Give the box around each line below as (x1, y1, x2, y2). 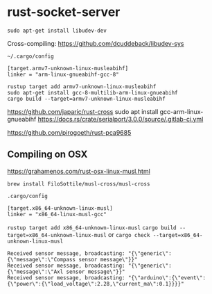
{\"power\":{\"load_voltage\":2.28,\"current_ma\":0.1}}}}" (7, 280, 185, 287)
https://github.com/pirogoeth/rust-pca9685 (7, 128, 132, 136)
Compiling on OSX (7, 149, 88, 161)
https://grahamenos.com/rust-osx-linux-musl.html (7, 167, 150, 175)
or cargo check (108, 230, 150, 238)
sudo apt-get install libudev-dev (7, 27, 107, 34)
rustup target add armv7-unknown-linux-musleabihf (7, 83, 157, 90)
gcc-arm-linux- (159, 107, 204, 115)
